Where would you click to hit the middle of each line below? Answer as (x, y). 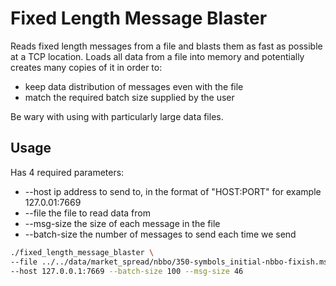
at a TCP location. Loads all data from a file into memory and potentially (157, 56)
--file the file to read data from (88, 213)
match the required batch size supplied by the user (129, 97)
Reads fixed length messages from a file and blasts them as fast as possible (166, 46)
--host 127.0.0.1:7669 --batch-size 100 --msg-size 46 (127, 271)
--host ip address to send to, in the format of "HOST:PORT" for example (173, 191)
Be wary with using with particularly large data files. (117, 116)
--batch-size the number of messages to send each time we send (160, 234)
